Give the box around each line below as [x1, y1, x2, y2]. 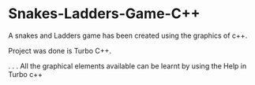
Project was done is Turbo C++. [8, 46, 112, 55]
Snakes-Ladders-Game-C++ [8, 5, 201, 23]
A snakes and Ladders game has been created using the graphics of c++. [8, 31, 248, 40]
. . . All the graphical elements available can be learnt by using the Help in [8, 61, 247, 71]
